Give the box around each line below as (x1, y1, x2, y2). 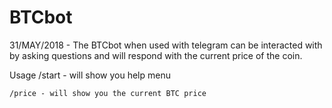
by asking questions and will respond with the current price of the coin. (9, 49, 303, 61)
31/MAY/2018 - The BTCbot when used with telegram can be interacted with (9, 39, 323, 51)
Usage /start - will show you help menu (9, 69, 171, 81)
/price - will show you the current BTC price (9, 88, 207, 98)
